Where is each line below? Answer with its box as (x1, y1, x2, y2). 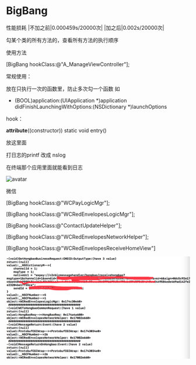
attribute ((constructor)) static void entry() (6, 127, 107, 134)
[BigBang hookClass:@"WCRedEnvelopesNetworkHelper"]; (6, 233, 149, 240)
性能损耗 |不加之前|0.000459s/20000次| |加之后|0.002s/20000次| (6, 24, 164, 31)
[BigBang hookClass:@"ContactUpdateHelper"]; (6, 222, 122, 229)
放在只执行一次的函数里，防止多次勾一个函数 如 (6, 85, 120, 92)
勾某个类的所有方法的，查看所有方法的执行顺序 (6, 36, 118, 43)
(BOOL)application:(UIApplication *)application (14, 97, 127, 104)
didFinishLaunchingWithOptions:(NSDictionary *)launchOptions (14, 103, 167, 110)
